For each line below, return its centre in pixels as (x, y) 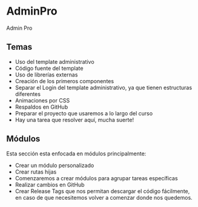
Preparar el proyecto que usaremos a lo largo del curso (84, 113)
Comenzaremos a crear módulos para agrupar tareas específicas (96, 178)
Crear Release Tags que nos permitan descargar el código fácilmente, (102, 191)
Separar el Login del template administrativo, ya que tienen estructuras (104, 87)
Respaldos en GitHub (41, 107)
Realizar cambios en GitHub (50, 185)
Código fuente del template (49, 68)
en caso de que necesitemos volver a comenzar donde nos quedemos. (104, 197)
